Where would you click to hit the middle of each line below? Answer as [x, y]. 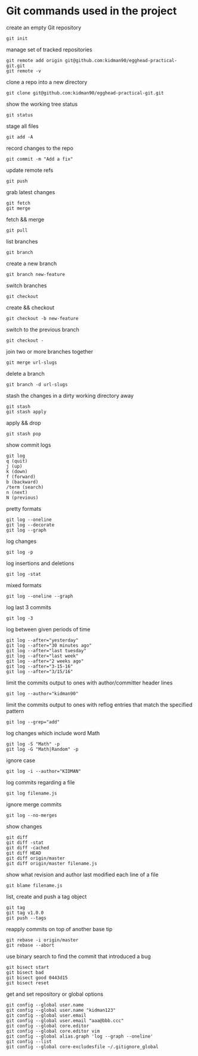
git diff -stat [25, 842]
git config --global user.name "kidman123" [61, 1010]
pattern [15, 711]
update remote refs [30, 170]
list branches [22, 241]
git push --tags [26, 918]
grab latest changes [31, 192]
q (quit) [17, 461]
